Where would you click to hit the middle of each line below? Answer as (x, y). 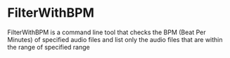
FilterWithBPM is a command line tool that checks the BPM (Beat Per (107, 32)
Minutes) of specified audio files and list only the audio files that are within (115, 39)
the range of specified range (49, 47)
